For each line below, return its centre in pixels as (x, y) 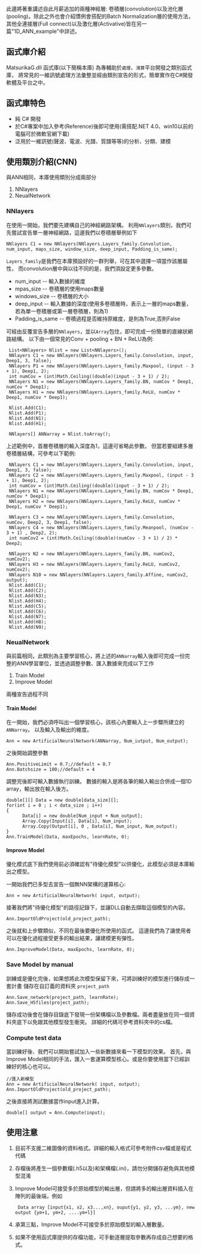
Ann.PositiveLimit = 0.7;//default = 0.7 (59, 764)
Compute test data (34, 1038)
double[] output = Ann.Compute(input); (56, 1113)
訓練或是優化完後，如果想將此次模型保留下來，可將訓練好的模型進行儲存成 (98, 979)
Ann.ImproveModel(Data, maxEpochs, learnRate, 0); (71, 950)
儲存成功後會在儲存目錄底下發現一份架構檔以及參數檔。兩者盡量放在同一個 (98, 1014)
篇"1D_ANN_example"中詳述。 (43, 31)
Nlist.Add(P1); (28, 413)
